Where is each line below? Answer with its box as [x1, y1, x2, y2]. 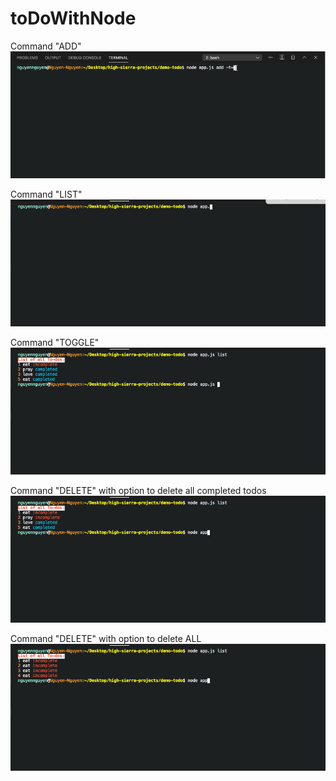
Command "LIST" [10, 188, 83, 200]
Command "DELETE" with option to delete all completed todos [10, 485, 267, 497]
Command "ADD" [10, 40, 82, 52]
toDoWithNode [10, 7, 137, 30]
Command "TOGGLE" [10, 337, 100, 349]
